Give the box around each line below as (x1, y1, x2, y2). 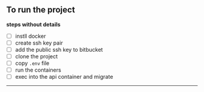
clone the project (15, 53, 58, 60)
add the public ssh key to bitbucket (15, 46, 103, 53)
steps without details (6, 20, 61, 28)
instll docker (15, 32, 46, 40)
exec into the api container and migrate (15, 73, 114, 81)
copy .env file (15, 60, 50, 67)
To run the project (6, 5, 75, 15)
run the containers (15, 66, 62, 74)
